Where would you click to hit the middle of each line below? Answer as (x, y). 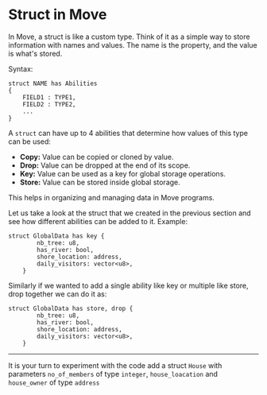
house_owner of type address (54, 382)
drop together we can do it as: (58, 294)
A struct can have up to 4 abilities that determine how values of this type (128, 133)
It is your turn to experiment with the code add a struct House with (115, 365)
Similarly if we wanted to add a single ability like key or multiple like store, (128, 285)
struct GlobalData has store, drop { (71, 308)
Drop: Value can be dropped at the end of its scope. (105, 165)
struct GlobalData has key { (56, 236)
